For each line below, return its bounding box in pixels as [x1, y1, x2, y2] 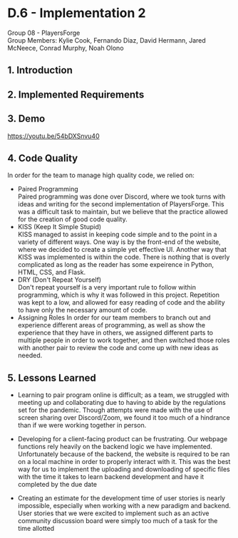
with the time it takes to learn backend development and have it [17, 473, 205, 481]
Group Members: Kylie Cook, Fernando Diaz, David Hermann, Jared [7, 36, 207, 44]
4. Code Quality [7, 152, 78, 164]
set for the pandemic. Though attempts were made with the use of [17, 406, 213, 414]
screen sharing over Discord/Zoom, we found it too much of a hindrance [17, 413, 230, 422]
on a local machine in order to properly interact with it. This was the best [17, 458, 231, 466]
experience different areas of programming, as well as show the [17, 321, 205, 329]
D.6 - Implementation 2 [7, 5, 146, 21]
